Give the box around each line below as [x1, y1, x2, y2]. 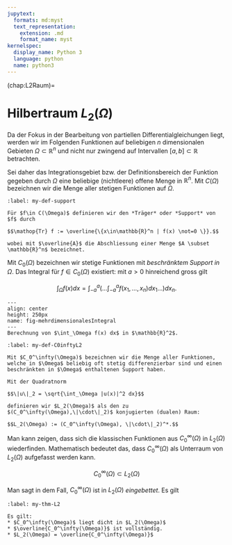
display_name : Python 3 [13, 49, 82, 56]
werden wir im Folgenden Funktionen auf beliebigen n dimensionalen [7, 138, 205, 147]
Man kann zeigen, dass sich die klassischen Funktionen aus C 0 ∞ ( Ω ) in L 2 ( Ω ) [7, 432, 226, 444]
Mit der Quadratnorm [7, 378, 67, 385]
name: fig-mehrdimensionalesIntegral [7, 317, 117, 324]
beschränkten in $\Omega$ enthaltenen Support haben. [7, 366, 167, 373]
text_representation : [13, 23, 76, 30]
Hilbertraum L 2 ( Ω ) [7, 105, 113, 124]
